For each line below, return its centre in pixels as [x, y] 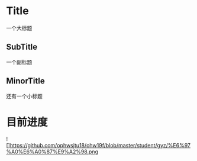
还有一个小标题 [24, 96]
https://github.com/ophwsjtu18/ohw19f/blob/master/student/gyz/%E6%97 [100, 145]
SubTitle [22, 47]
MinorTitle [26, 81]
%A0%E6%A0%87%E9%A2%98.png [52, 152]
